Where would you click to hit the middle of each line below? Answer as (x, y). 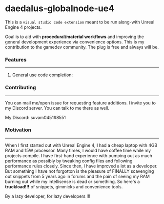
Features (16, 60)
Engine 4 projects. (23, 27)
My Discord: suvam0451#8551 (35, 117)
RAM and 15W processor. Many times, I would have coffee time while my (78, 150)
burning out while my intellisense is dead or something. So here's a (72, 182)
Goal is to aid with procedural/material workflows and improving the (74, 37)
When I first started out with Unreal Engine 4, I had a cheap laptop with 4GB (81, 145)
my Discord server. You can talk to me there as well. (57, 108)
